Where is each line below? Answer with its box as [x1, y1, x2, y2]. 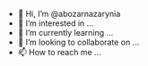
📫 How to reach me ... [17, 47, 101, 57]
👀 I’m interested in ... [17, 18, 94, 29]
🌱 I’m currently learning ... [17, 28, 114, 37]
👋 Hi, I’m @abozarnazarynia [17, 9, 121, 19]
